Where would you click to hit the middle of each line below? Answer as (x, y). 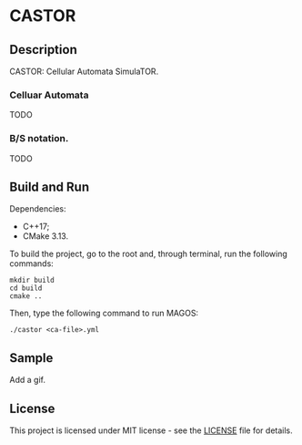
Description (43, 50)
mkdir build (32, 280)
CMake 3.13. (45, 236)
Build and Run (49, 186)
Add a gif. (27, 380)
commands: (32, 264)
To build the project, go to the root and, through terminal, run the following (149, 254)
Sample (31, 358)
